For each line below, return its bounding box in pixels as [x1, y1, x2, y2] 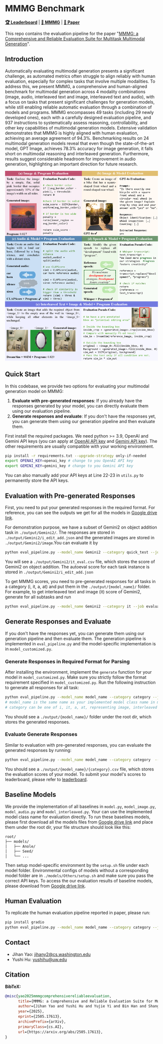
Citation [5, 971, 30, 979]
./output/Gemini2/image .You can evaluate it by [5, 540, 98, 546]
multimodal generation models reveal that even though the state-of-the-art [5, 140, 154, 146]
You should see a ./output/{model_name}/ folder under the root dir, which [5, 714, 152, 719]
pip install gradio [5, 920, 45, 925]
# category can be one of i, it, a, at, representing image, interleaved [5, 705, 158, 710]
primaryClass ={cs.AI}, [17, 1024, 64, 1029]
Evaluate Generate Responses [5, 731, 78, 738]
